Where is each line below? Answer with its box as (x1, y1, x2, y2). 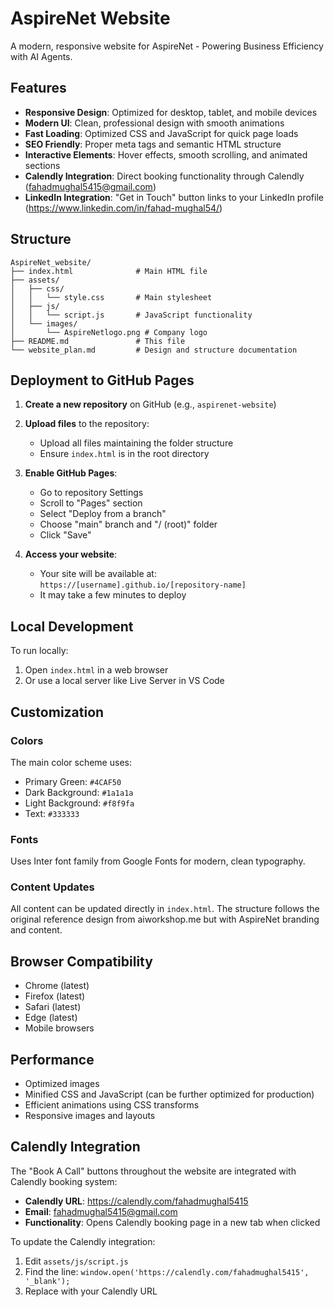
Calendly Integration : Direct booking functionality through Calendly (24, 170, 305, 182)
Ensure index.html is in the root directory (39, 448, 210, 460)
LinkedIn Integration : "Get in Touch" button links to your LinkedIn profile (24, 191, 324, 203)
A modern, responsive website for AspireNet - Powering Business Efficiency (10, 40, 324, 52)
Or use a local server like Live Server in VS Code (24, 675, 225, 687)
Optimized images (24, 1078, 100, 1090)
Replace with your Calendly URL (24, 1285, 158, 1297)
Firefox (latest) (24, 990, 86, 1002)
